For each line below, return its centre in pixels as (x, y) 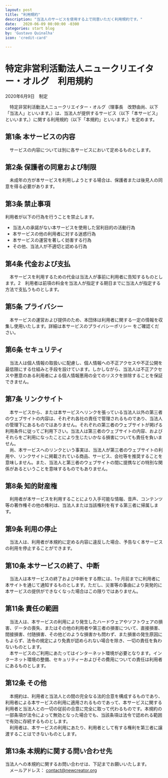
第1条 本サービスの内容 (40, 137)
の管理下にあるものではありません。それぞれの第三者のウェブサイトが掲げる (84, 425)
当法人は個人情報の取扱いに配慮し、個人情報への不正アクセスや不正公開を (86, 363)
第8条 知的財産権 (31, 486)
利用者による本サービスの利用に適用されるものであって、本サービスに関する (84, 702)
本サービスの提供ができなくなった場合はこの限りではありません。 (73, 591)
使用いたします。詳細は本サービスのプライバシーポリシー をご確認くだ (86, 326)
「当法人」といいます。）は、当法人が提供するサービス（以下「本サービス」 (83, 113)
